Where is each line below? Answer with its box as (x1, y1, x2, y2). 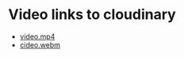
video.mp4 (19, 32, 56, 41)
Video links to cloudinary (8, 6, 176, 24)
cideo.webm (19, 40, 61, 49)
